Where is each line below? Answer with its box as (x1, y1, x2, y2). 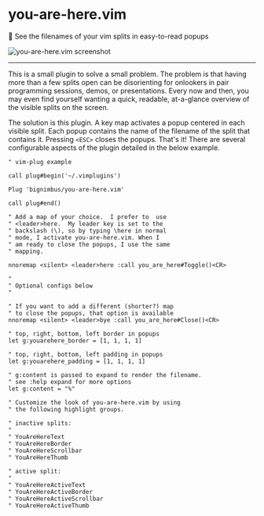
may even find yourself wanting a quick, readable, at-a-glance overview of (8, 94, 250, 104)
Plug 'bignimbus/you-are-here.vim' (8, 185, 125, 193)
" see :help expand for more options (8, 378, 132, 386)
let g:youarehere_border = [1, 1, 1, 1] (8, 336, 143, 345)
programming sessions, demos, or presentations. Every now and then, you (8, 86, 250, 95)
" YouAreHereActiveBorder (8, 488, 93, 496)
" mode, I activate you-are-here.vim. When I (8, 233, 159, 241)
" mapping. (8, 247, 44, 255)
